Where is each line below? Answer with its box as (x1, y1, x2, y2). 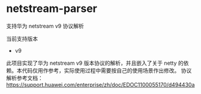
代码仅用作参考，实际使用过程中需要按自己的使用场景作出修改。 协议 (22, 66, 192, 74)
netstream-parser (6, 2, 98, 16)
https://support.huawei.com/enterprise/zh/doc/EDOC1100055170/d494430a (6, 81, 195, 88)
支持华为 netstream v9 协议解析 (6, 22, 84, 29)
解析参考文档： (6, 74, 43, 81)
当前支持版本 (6, 35, 38, 42)
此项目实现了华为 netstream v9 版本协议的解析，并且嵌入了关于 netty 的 (6, 59, 184, 66)
